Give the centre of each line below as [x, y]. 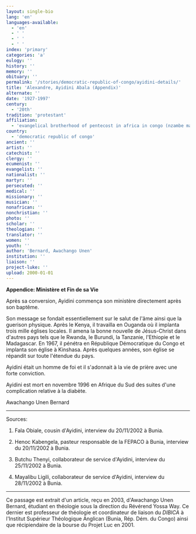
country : [17, 131]
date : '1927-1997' [28, 98]
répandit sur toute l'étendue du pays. [50, 355]
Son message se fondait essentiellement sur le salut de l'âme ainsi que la [94, 318]
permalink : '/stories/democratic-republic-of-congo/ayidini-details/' [94, 83]
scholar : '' [20, 224]
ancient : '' [20, 142]
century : [17, 104]
